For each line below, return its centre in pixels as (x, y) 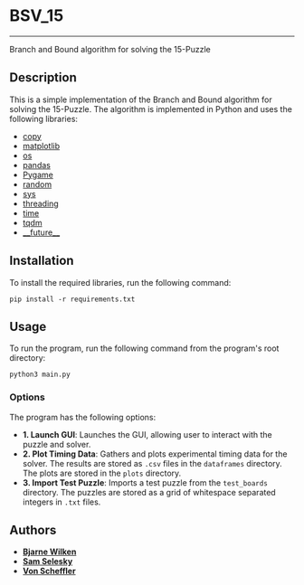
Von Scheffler (49, 571)
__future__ (41, 232)
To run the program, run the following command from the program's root (144, 348)
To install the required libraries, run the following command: (120, 282)
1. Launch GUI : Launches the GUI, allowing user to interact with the (147, 434)
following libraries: (44, 118)
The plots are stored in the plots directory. (102, 473)
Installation (42, 261)
